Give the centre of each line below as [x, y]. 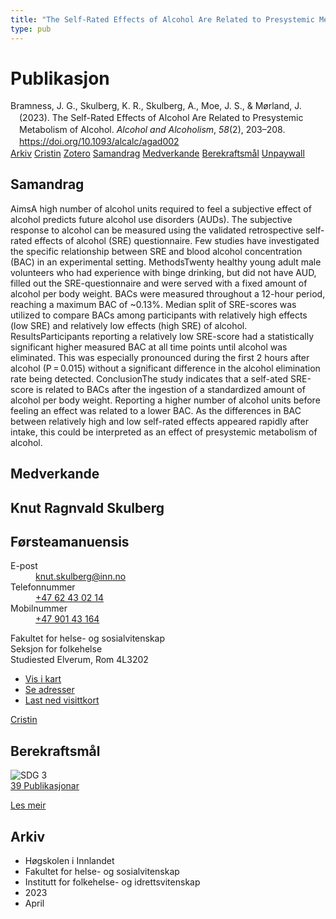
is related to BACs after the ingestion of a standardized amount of [170, 389]
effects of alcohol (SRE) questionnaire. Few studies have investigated [177, 240]
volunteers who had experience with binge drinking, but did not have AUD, [163, 272]
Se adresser [49, 690]
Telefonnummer [43, 587]
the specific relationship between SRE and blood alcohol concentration [156, 251]
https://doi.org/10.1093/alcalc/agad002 [99, 142]
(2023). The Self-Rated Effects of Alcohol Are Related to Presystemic [161, 118]
